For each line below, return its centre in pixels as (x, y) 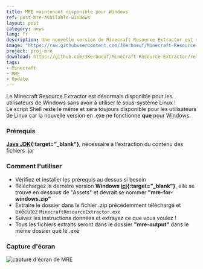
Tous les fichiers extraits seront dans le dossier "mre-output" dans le (102, 224)
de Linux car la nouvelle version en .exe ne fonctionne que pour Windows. (99, 116)
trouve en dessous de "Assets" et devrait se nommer (81, 192)
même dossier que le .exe (47, 230)
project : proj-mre (29, 51)
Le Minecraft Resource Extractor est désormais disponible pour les (89, 97)
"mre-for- (160, 192)
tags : (13, 62)
